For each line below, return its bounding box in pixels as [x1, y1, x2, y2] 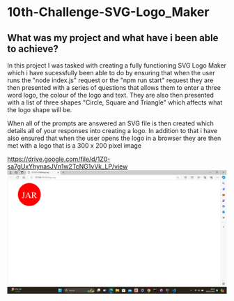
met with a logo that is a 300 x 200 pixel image [7, 141, 141, 150]
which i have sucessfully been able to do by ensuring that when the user [7, 69, 215, 77]
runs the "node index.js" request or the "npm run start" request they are [7, 76, 214, 84]
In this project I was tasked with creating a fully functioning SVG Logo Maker [7, 61, 227, 70]
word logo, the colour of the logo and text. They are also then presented [7, 91, 214, 99]
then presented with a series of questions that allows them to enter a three [7, 84, 221, 91]
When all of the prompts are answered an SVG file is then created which [7, 119, 214, 128]
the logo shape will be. [7, 106, 72, 114]
